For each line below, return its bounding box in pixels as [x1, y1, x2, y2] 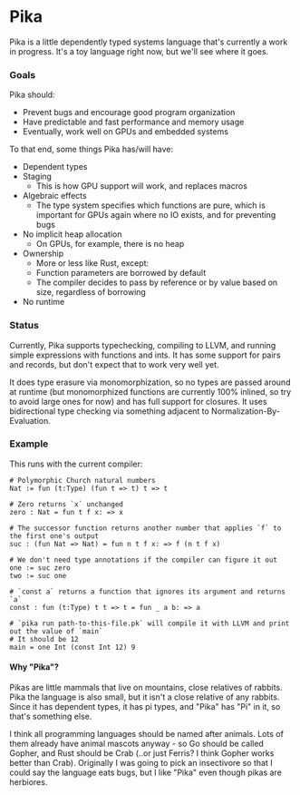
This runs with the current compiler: [9, 458, 143, 469]
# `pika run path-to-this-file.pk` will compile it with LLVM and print [9, 619, 290, 628]
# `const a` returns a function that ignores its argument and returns [9, 587, 285, 596]
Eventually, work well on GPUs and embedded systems [22, 126, 229, 137]
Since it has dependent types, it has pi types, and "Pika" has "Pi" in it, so [9, 702, 281, 712]
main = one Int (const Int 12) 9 [9, 643, 136, 652]
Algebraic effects [22, 191, 88, 201]
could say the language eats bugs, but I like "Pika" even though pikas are [9, 767, 283, 778]
